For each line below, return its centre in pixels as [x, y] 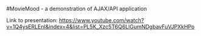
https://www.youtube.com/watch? [101, 20]
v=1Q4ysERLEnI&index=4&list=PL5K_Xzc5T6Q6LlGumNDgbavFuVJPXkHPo [101, 27]
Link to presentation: [32, 20]
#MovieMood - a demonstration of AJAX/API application [77, 9]
